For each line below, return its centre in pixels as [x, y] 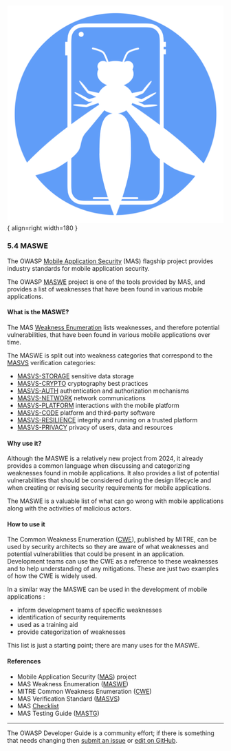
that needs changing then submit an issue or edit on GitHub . [92, 740]
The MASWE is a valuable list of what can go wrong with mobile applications [115, 501]
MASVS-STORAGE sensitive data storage [75, 376]
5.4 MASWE [28, 246]
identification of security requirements [71, 617]
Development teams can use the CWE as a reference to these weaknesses [113, 562]
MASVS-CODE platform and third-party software [86, 413]
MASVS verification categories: [52, 362]
